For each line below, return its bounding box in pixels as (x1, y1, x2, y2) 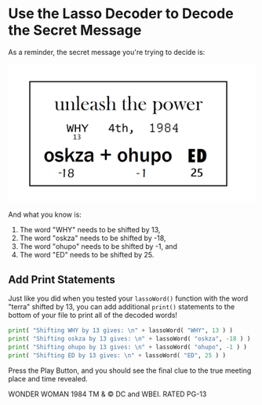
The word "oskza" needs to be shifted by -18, (19, 233, 166, 243)
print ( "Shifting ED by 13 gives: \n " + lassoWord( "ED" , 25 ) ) (8, 351, 226, 359)
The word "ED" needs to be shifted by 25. (19, 250, 155, 260)
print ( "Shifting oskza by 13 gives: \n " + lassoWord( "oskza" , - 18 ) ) (8, 335, 251, 343)
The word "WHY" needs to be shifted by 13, (19, 225, 161, 235)
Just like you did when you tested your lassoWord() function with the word (8, 294, 249, 303)
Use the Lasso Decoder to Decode (8, 5, 234, 23)
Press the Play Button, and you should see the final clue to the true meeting (8, 366, 252, 375)
